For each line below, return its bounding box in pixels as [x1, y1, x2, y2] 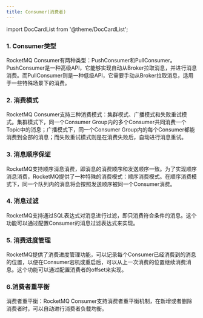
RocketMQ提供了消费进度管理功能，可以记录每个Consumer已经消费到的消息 [6, 251, 196, 258]
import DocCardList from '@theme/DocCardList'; [6, 25, 128, 33]
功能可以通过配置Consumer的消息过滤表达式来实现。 [6, 219, 139, 227]
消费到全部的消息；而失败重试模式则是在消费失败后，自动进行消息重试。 [6, 134, 187, 141]
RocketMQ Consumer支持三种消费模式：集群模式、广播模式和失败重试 [6, 111, 182, 118]
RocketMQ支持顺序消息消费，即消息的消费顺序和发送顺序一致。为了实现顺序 [6, 165, 197, 173]
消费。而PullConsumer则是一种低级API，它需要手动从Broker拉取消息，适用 [6, 71, 194, 79]
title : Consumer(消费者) [6, 8, 67, 15]
